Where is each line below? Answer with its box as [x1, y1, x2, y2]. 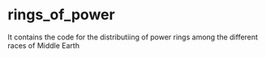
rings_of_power [7, 6, 115, 24]
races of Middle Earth [7, 40, 80, 50]
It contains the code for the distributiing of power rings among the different [7, 32, 259, 42]
